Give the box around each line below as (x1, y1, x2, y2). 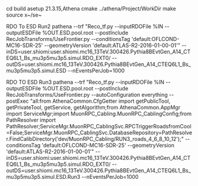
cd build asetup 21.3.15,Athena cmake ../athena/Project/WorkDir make (6, 5, 176, 12)
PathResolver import (6, 116, 56, 124)
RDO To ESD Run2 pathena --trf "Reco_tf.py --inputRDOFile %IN (6, 23, 164, 30)
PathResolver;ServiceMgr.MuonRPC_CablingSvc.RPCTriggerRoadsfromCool (6, 123, 191, 130)
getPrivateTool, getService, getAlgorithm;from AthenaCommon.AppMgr (6, 104, 181, 111)
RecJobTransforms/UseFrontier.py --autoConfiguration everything (6, 92, 168, 98)
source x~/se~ (6, 11, 42, 18)
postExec (6, 97, 29, 105)
